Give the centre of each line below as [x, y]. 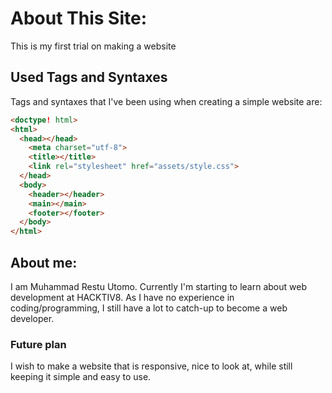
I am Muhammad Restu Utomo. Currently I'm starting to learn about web [158, 286]
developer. [32, 318]
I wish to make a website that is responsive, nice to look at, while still [151, 366]
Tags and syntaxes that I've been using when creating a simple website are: [166, 101]
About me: [44, 262]
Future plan [38, 344]
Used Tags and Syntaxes [89, 77]
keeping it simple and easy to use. [81, 377]
